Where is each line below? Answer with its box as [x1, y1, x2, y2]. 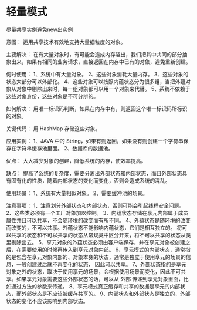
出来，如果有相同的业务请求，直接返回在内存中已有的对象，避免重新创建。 [11, 58, 191, 65]
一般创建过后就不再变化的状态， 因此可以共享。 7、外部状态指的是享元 [16, 261, 186, 268]
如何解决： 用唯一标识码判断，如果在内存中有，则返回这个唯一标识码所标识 [6, 105, 188, 112]
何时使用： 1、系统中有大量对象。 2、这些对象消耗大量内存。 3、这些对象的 [6, 70, 189, 77]
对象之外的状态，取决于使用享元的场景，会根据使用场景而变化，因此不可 [6, 268, 181, 275]
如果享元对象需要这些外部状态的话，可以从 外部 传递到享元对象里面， [16, 275, 184, 282]
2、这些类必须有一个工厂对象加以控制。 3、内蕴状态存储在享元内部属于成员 [6, 209, 189, 216]
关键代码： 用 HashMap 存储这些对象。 [6, 124, 101, 132]
